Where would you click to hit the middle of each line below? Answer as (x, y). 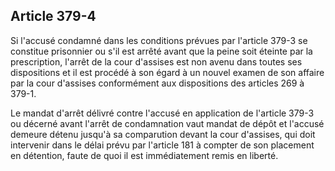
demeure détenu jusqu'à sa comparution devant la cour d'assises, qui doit (163, 134)
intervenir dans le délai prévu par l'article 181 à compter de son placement (162, 145)
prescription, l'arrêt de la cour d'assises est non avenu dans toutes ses (156, 61)
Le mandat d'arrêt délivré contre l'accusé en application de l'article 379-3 (162, 113)
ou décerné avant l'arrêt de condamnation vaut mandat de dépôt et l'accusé (167, 123)
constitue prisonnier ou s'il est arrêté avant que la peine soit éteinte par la (161, 51)
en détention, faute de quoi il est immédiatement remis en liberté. (144, 155)
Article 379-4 (53, 16)
